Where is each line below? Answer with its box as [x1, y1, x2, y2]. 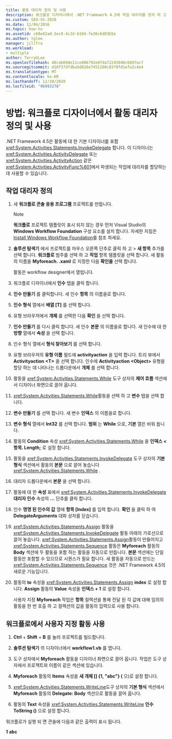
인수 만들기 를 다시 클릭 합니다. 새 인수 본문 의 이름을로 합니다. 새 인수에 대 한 [13, 324, 167, 330]
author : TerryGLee [6, 55, 45, 60]
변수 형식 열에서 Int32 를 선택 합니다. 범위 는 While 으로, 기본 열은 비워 [13, 421, 156, 427]
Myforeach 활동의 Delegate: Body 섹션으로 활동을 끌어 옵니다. [13, 690, 142, 696]
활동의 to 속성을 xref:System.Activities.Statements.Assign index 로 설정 [13, 579, 162, 585]
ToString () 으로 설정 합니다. [13, 708, 71, 714]
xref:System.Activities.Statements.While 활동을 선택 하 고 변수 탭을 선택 [13, 393, 159, 399]
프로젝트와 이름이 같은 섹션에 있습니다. [27, 662, 104, 668]
